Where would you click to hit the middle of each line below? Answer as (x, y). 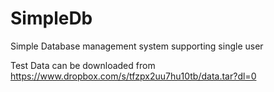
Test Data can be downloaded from (83, 65)
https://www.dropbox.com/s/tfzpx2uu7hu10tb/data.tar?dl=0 (133, 76)
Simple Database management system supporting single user (137, 46)
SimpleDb (51, 18)
